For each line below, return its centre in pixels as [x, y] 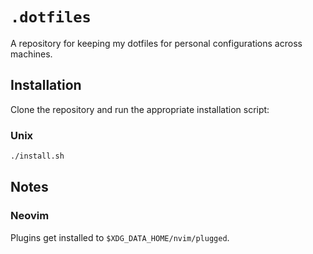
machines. [31, 54]
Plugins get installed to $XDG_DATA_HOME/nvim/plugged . [120, 237]
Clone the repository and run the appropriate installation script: [140, 109]
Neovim [30, 216]
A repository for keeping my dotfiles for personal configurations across [156, 43]
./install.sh [37, 156]
